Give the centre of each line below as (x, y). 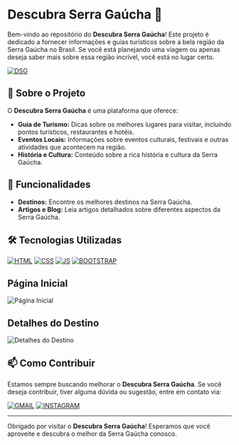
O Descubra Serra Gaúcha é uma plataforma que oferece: (93, 111)
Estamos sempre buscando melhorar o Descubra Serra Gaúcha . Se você (115, 384)
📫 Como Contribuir (52, 363)
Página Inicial (38, 283)
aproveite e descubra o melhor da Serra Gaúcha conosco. (92, 434)
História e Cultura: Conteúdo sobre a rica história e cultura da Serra (118, 154)
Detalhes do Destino (53, 323)
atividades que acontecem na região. (72, 147)
